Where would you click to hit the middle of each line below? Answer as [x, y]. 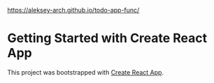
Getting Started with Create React [107, 38]
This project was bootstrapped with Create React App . [86, 72]
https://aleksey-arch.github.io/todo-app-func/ [73, 10]
